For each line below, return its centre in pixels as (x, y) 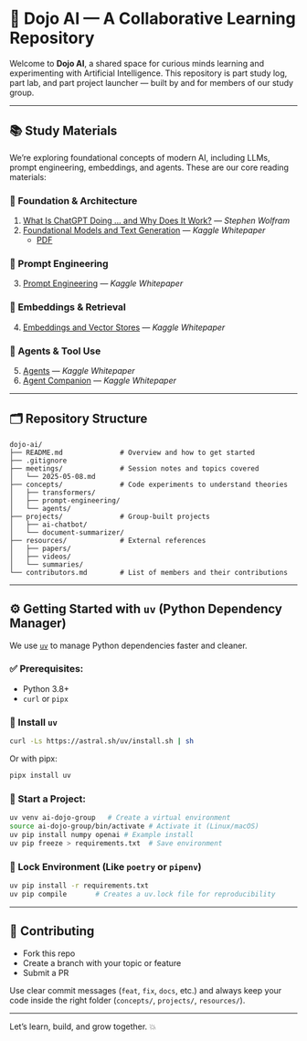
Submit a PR (46, 972)
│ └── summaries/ (47, 564)
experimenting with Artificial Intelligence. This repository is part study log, (148, 73)
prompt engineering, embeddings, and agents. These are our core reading (149, 167)
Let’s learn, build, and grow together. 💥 (83, 1026)
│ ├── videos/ (40, 557)
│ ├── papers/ (40, 548)
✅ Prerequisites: (47, 669)
